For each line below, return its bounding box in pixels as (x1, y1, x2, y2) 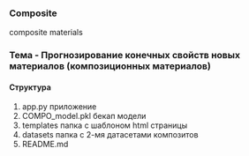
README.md (21, 139, 69, 150)
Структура (9, 82, 51, 93)
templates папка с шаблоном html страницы (21, 120, 188, 130)
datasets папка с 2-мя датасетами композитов (21, 130, 199, 140)
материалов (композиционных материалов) (9, 60, 212, 72)
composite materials (9, 27, 84, 38)
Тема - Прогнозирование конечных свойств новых (9, 49, 241, 62)
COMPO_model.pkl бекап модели (21, 111, 147, 122)
